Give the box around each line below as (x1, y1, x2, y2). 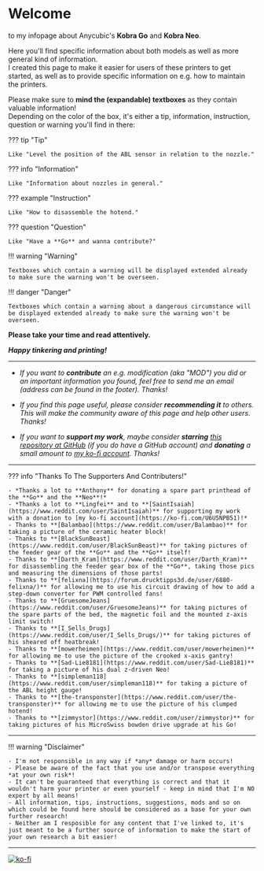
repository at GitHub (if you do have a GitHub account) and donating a (19, 440, 251, 450)
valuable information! (8, 103, 77, 113)
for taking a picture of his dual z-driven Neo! (8, 665, 170, 673)
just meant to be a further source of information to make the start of (8, 826, 251, 834)
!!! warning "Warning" (8, 251, 79, 261)
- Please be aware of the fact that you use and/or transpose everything (8, 764, 255, 772)
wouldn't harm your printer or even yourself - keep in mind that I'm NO (8, 784, 255, 792)
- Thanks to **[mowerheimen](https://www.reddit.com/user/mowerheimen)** (8, 645, 255, 653)
